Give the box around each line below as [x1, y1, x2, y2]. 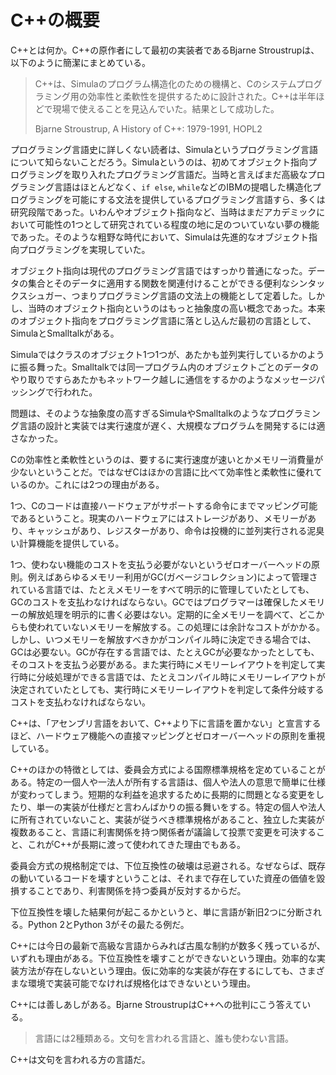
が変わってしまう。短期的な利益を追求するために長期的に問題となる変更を [10, 788, 317, 800]
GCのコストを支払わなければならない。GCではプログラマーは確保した [10, 596, 300, 608]
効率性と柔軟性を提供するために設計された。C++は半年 [87, 90, 317, 102]
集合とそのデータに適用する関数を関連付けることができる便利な [27, 277, 291, 289]
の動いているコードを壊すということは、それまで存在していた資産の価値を [10, 872, 317, 884]
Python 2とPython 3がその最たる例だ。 [27, 918, 190, 930]
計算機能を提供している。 [18, 537, 125, 549]
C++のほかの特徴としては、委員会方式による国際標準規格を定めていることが [10, 763, 326, 775]
